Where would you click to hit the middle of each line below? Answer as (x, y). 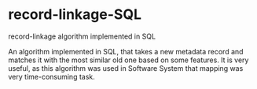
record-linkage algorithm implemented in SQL (82, 36)
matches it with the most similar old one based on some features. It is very (128, 60)
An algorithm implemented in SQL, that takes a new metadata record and (126, 51)
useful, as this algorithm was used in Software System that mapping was (126, 68)
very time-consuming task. (52, 76)
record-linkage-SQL (75, 15)
